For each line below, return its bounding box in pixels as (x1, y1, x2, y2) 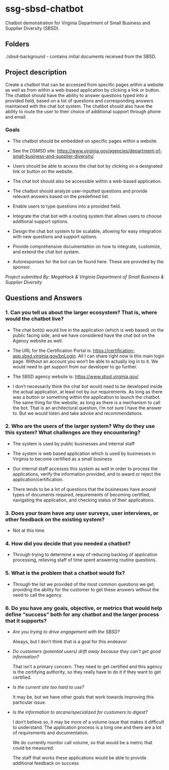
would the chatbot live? (5, 315, 64, 322)
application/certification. (12, 476, 64, 482)
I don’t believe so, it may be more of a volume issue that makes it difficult (12, 719, 164, 725)
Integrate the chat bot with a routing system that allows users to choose (12, 213, 162, 219)
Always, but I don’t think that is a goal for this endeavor (12, 639, 127, 645)
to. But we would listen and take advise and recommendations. (12, 410, 143, 416)
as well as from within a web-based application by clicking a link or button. (5, 87, 160, 93)
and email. (5, 113, 27, 120)
